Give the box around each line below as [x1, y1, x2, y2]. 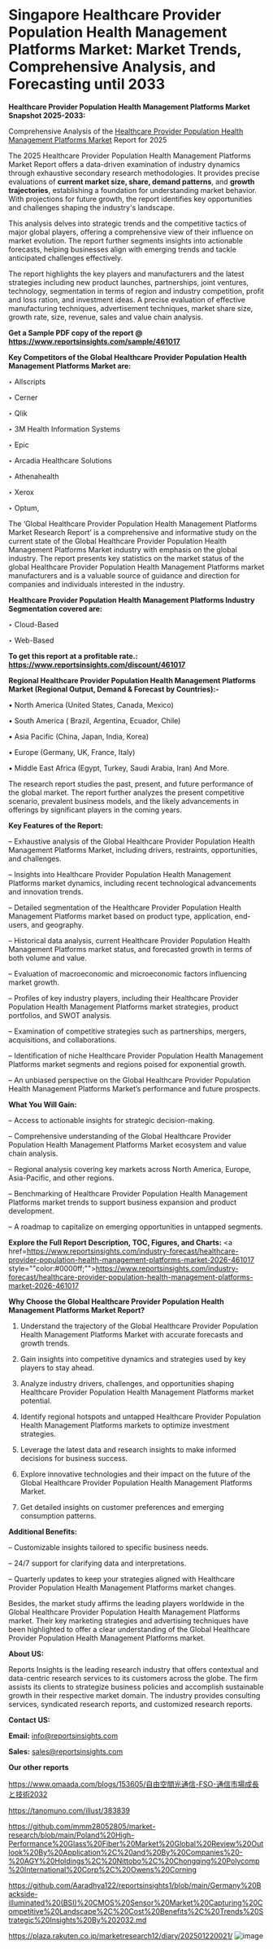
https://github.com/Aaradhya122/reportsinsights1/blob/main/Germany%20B [8, 1880, 262, 1890]
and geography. [31, 920, 84, 929]
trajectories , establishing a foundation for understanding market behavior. [8, 185, 258, 195]
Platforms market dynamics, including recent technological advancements [8, 878, 257, 888]
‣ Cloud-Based [8, 619, 59, 629]
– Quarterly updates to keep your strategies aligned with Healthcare [8, 1574, 236, 1583]
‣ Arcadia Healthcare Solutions [8, 455, 112, 465]
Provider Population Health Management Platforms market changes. [8, 1582, 236, 1592]
